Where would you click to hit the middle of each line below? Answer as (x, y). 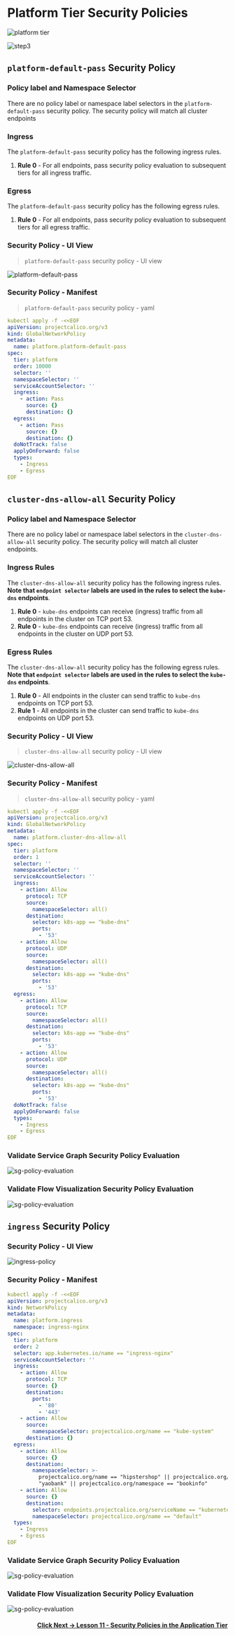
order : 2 (26, 1346)
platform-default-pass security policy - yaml (90, 307)
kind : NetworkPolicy (37, 1308)
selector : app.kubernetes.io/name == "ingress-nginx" (93, 1353)
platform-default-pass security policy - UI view (93, 260)
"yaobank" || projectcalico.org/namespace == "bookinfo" (123, 1484)
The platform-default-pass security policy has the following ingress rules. (114, 152)
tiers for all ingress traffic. (55, 173)
